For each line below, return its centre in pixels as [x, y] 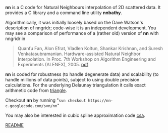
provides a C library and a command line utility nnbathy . [64, 13]
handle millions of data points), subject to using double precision [72, 80]
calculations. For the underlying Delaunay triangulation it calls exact [76, 85]
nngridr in [15, 38]
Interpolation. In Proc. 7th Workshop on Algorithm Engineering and [87, 59]
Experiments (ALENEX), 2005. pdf [53, 64]
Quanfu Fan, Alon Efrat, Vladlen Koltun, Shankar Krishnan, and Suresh [90, 48]
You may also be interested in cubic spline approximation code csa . [75, 115]
